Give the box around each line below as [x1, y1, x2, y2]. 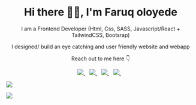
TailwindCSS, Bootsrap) [71, 31, 130, 38]
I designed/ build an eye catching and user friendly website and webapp [11, 43, 190, 50]
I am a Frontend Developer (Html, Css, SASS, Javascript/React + [21, 25, 180, 32]
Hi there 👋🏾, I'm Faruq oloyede [23, 5, 178, 19]
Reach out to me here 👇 [71, 55, 131, 62]
